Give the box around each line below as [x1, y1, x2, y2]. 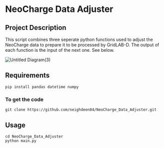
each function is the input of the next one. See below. [5, 47, 115, 53]
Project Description [5, 23, 67, 32]
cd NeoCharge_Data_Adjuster [5, 134, 64, 139]
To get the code [5, 96, 44, 103]
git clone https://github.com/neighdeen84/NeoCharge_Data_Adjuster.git [5, 107, 157, 113]
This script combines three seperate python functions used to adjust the [5, 36, 153, 42]
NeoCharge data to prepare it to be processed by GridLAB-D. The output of [5, 42, 160, 48]
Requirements [5, 71, 50, 80]
